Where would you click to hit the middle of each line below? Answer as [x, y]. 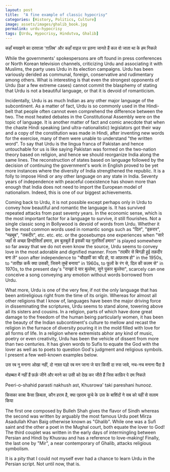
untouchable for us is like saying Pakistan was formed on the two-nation [81, 149]
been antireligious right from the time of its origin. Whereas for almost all [81, 295]
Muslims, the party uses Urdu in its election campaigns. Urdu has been [79, 69]
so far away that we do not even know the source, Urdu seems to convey [82, 246]
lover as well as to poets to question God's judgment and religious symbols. [84, 349]
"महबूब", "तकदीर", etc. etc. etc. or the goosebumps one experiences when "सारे [84, 235]
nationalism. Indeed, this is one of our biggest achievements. [69, 192]
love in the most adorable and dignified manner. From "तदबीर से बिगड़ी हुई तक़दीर [84, 252]
